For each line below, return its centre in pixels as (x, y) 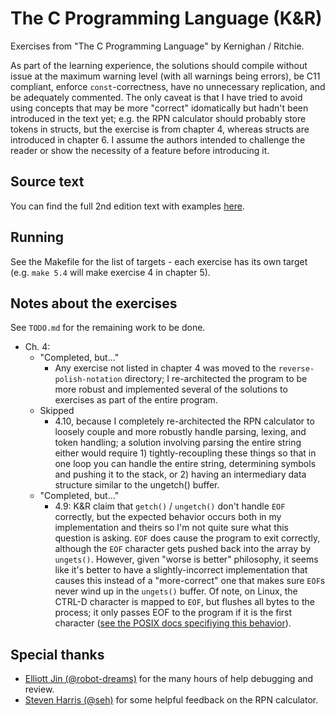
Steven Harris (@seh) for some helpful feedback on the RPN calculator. (171, 700)
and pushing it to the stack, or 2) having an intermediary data (180, 474)
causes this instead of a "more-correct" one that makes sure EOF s (190, 581)
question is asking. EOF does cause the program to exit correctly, (187, 538)
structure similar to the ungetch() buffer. (137, 485)
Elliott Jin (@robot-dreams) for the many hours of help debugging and (169, 679)
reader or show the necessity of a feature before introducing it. (140, 150)
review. (39, 689)
